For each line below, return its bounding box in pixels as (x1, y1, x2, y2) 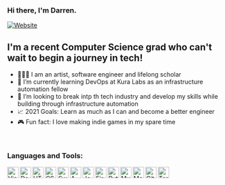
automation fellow (17, 85, 69, 93)
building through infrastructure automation (17, 99, 138, 108)
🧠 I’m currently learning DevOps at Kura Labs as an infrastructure (17, 78, 204, 86)
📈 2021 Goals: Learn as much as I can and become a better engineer (17, 108, 215, 116)
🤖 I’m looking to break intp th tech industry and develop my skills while (17, 92, 218, 101)
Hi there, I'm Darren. (7, 6, 78, 15)
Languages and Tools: (7, 151, 83, 161)
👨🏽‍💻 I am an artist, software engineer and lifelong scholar (17, 70, 181, 79)
